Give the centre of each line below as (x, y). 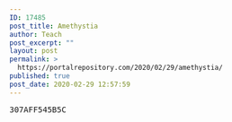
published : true (40, 76)
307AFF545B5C (38, 109)
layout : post (34, 51)
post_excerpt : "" (42, 43)
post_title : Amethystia (54, 26)
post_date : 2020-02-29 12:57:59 (70, 84)
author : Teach (36, 34)
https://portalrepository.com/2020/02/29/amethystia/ (120, 68)
